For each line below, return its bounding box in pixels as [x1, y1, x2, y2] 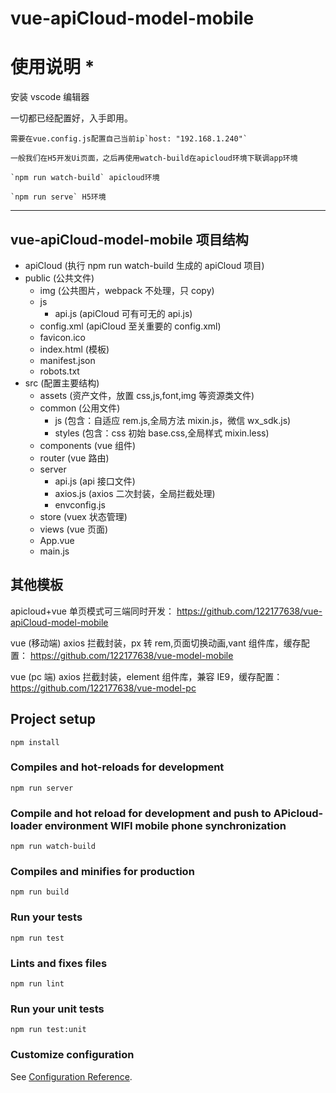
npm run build [10, 887, 70, 897]
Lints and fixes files [10, 956, 108, 970]
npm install [10, 737, 60, 747]
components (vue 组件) [39, 439, 137, 451]
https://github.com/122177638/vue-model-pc [10, 682, 197, 694]
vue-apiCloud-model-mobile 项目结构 [10, 231, 249, 248]
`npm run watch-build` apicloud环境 [10, 173, 160, 183]
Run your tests [10, 910, 83, 924]
